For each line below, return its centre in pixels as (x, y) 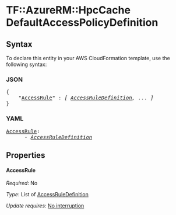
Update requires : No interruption (45, 206)
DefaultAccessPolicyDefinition (82, 22)
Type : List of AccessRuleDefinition (47, 195)
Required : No (22, 183)
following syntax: (27, 64)
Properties (26, 155)
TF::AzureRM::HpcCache (68, 10)
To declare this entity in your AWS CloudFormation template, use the (88, 58)
